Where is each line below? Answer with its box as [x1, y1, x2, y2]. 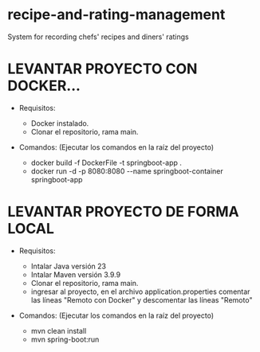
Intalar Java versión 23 [30, 261, 107, 271]
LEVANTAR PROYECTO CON [7, 60, 198, 78]
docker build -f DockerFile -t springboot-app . [30, 158, 183, 167]
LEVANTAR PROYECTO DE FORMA [7, 203, 240, 221]
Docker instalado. [30, 118, 89, 128]
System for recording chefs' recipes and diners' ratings [7, 32, 189, 41]
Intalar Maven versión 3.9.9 [30, 269, 121, 280]
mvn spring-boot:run [30, 334, 100, 344]
